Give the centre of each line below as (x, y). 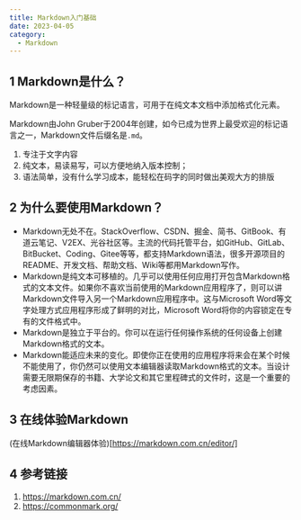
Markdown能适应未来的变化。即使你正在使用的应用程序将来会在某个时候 (156, 354)
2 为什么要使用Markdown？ (87, 208)
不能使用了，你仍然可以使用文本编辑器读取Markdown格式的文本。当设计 (156, 366)
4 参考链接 (39, 475)
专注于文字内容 (50, 155)
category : (28, 34)
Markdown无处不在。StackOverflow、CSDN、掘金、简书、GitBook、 (150, 231)
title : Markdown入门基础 (53, 18)
